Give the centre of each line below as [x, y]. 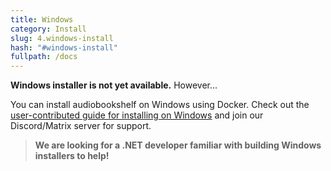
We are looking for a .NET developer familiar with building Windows [178, 145]
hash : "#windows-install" [64, 47]
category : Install [48, 29]
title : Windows [42, 19]
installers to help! [72, 156]
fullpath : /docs [44, 57]
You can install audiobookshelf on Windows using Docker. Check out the [160, 105]
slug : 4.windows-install [62, 38]
